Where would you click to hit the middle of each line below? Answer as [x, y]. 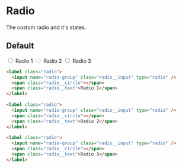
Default [20, 46]
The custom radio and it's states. [46, 27]
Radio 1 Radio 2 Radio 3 [53, 61]
